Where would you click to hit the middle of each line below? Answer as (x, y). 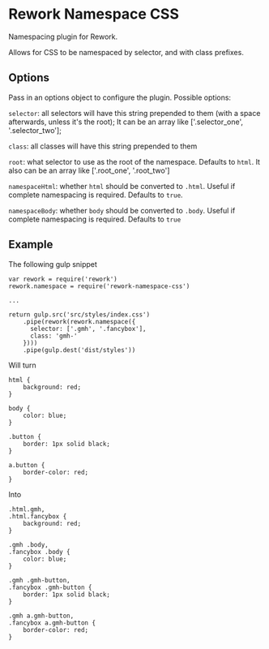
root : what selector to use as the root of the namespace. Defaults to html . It (134, 161)
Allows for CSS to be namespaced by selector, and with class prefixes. (126, 52)
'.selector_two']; (35, 130)
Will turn (22, 365)
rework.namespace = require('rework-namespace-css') (99, 286)
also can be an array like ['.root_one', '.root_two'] (89, 170)
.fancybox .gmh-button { (50, 587)
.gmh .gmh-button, (39, 580)
